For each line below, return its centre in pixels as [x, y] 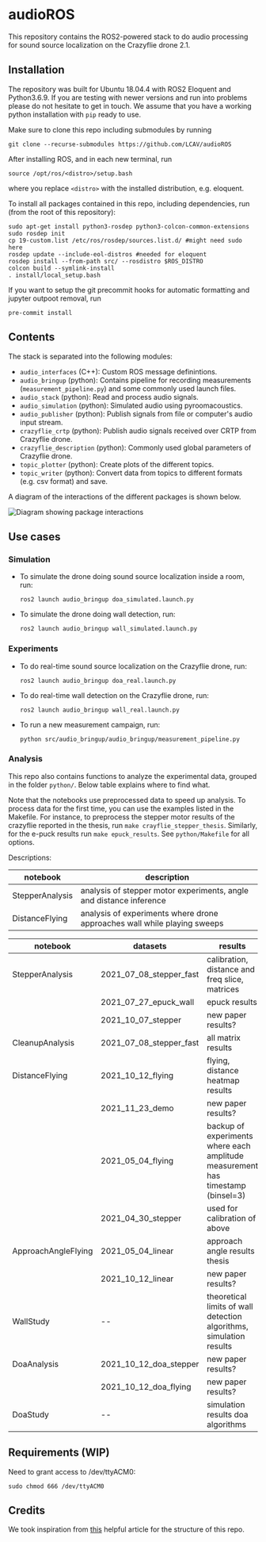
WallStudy [31, 1321]
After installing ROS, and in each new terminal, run [90, 159]
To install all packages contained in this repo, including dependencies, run [129, 203]
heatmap [223, 1080]
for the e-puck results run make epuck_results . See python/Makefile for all [129, 834]
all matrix [224, 1038]
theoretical [227, 1296]
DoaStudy [31, 1414]
